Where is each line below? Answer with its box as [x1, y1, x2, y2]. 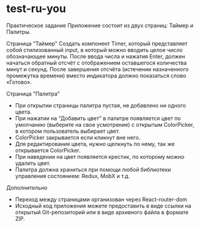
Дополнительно [6, 184, 48, 191]
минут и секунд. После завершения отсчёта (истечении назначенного [6, 65, 189, 72]
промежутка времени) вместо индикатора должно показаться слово [6, 72, 187, 79]
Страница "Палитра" [6, 90, 61, 97]
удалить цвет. [15, 159, 51, 167]
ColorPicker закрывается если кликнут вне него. [15, 133, 141, 141]
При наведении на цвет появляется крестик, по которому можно [15, 153, 185, 160]
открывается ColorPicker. [15, 147, 81, 154]
